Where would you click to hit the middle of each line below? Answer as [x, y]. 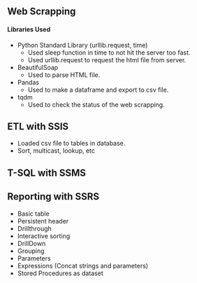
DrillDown [31, 243]
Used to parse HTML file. [64, 75]
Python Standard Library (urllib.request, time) [82, 45]
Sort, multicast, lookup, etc [56, 151]
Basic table [34, 214]
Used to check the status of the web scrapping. [96, 104]
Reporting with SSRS [53, 196]
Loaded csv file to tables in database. [71, 144]
